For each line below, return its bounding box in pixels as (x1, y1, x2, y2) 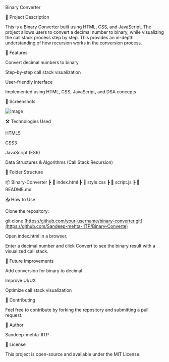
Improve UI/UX (5, 277, 36, 283)
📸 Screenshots (5, 98, 36, 104)
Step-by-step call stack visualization (5, 69, 81, 75)
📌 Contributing (5, 297, 36, 303)
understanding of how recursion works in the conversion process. (5, 40, 142, 46)
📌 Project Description (5, 14, 49, 20)
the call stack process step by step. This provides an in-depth (5, 35, 134, 40)
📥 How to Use (5, 197, 35, 202)
